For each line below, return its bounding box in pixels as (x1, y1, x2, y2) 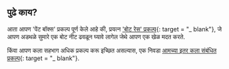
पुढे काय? (7, 7, 38, 18)
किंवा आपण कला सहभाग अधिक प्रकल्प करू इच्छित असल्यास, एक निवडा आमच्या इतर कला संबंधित (7, 46, 217, 55)
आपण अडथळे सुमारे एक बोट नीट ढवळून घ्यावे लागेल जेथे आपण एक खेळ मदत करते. (7, 32, 186, 41)
